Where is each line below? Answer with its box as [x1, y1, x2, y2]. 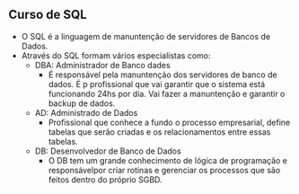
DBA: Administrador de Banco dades [34, 59, 171, 70]
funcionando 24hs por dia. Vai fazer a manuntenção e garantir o [48, 88, 286, 99]
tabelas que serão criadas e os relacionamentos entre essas [48, 126, 271, 137]
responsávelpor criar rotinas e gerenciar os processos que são [48, 164, 281, 175]
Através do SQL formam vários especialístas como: [21, 49, 212, 61]
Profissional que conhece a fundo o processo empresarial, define [48, 117, 291, 128]
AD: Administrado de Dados [34, 107, 138, 118]
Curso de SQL [8, 7, 87, 22]
